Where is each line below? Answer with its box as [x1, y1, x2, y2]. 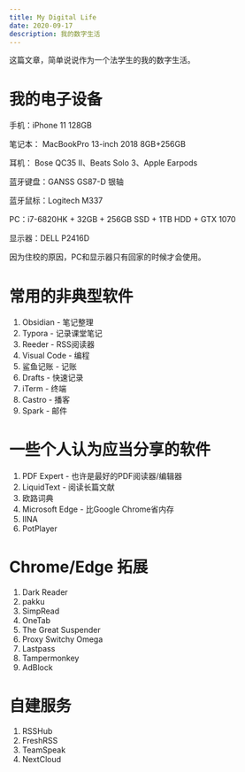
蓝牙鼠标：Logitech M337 [9, 196, 103, 206]
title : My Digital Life [9, 12, 97, 22]
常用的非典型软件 [9, 286, 134, 306]
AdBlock [21, 662, 53, 673]
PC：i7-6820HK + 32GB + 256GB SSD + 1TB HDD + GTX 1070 [9, 214, 236, 225]
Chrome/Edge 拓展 [9, 557, 149, 577]
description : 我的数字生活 [9, 29, 101, 38]
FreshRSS [21, 736, 58, 746]
